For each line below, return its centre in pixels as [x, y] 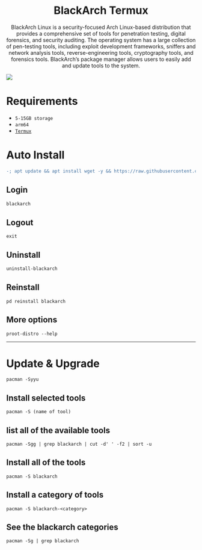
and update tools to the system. [101, 65]
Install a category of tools [55, 495]
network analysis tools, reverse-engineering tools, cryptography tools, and [101, 52]
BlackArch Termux [101, 11]
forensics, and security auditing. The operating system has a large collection [101, 40]
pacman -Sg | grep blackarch [43, 541]
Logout [20, 223]
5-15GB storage [34, 118]
